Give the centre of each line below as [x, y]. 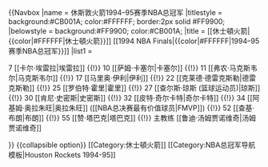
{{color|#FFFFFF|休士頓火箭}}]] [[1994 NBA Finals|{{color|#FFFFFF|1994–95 [134, 41]
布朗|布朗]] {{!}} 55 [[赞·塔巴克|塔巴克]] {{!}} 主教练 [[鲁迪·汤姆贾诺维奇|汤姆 [132, 118]
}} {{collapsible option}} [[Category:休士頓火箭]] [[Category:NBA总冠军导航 [132, 145]
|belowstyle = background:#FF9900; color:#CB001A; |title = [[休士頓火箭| [129, 31]
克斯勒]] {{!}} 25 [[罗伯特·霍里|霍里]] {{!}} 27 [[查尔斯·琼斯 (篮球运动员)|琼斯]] [134, 88]
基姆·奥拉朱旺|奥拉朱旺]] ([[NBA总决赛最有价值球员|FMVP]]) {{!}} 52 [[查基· [131, 108]
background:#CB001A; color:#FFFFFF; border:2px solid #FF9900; [117, 22]
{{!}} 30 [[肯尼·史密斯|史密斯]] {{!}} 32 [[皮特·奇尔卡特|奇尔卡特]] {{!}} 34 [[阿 [134, 98]
